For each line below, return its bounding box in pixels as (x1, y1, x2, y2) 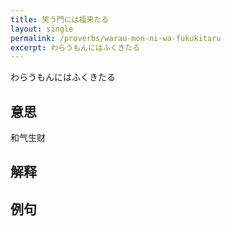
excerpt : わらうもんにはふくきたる (10, 42, 141, 53)
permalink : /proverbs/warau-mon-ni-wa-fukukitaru (10, 33, 222, 43)
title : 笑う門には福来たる (10, 14, 110, 25)
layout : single (10, 24, 74, 34)
